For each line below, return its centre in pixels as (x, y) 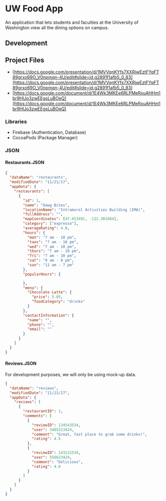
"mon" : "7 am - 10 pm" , (52, 237)
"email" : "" (39, 329)
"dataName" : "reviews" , (34, 388)
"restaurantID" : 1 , (43, 411)
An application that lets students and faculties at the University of (72, 22)
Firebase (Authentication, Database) (49, 132)
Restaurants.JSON (25, 162)
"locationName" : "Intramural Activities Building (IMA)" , (84, 210)
